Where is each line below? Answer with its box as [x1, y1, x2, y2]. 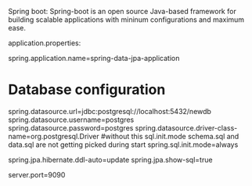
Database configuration [8, 81, 166, 98]
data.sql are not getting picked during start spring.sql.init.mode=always [8, 140, 239, 149]
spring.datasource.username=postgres [8, 115, 135, 124]
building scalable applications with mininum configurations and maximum [8, 15, 245, 24]
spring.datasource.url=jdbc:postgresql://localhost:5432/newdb [8, 106, 211, 116]
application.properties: [8, 38, 81, 48]
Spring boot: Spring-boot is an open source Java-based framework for [8, 7, 236, 16]
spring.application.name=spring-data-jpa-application [8, 54, 180, 63]
